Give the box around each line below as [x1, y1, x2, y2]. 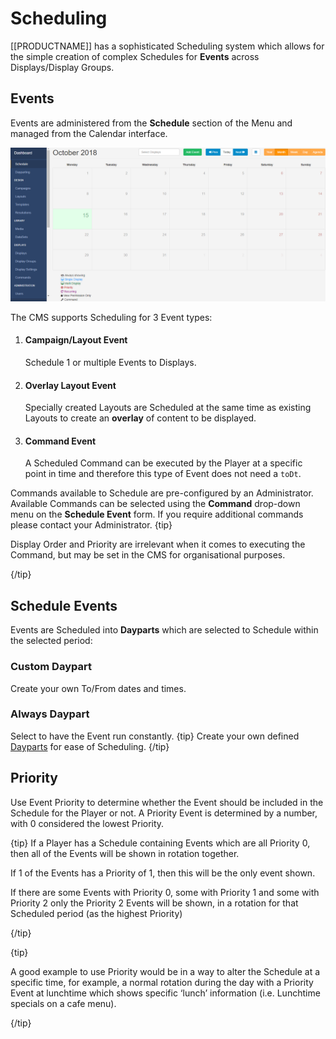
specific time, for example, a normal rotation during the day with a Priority [10, 976, 314, 988]
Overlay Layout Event [24, 379, 117, 391]
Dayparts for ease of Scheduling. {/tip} [10, 740, 170, 752]
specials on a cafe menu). [10, 997, 117, 1009]
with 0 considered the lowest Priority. [10, 817, 165, 829]
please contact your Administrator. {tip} [10, 519, 173, 531]
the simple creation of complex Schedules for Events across [10, 50, 260, 62]
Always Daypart [10, 707, 90, 721]
